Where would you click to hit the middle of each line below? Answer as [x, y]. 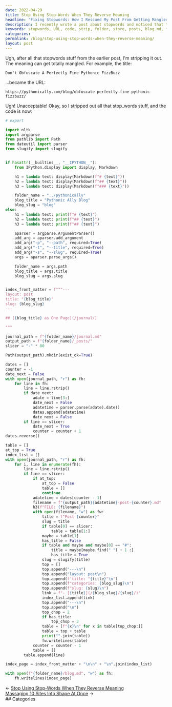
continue [51, 493]
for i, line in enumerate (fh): [48, 464]
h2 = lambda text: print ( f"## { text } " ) [57, 219]
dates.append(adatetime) [59, 412]
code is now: [19, 111]
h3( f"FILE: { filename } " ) [59, 507]
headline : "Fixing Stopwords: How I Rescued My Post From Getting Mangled [87, 19]
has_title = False [61, 541]
